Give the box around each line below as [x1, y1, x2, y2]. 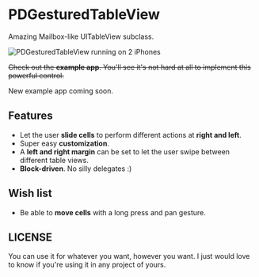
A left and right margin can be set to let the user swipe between [19, 146, 230, 156]
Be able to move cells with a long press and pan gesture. [19, 207, 206, 217]
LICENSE [8, 230, 53, 244]
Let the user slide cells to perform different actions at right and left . [19, 130, 242, 139]
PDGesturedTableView [8, 6, 161, 24]
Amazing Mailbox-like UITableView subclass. [8, 32, 154, 41]
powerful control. [8, 70, 65, 80]
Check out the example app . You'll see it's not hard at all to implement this [8, 62, 251, 72]
